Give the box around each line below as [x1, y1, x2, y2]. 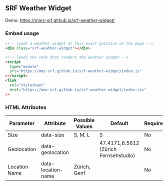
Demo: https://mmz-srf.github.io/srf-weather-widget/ [5, 17, 115, 23]
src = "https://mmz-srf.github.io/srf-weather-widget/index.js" [9, 68, 142, 74]
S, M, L [73, 131, 90, 138]
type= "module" [9, 64, 39, 69]
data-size [40, 131, 64, 138]
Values [75, 123, 93, 130]
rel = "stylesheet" [9, 82, 46, 88]
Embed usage [5, 29, 39, 36]
